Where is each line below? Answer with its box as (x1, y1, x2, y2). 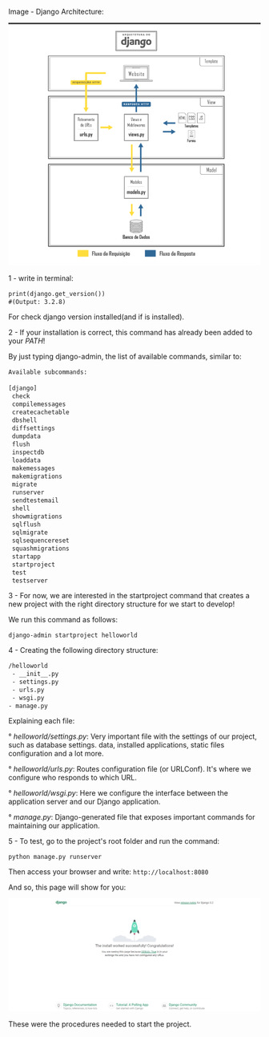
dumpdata (11, 432, 42, 440)
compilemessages (11, 400, 66, 408)
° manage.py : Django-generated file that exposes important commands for (8, 812, 255, 822)
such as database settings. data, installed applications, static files (8, 740, 225, 750)
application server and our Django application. (8, 797, 161, 807)
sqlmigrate (11, 529, 48, 537)
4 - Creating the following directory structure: (8, 646, 159, 655)
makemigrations (11, 472, 62, 480)
